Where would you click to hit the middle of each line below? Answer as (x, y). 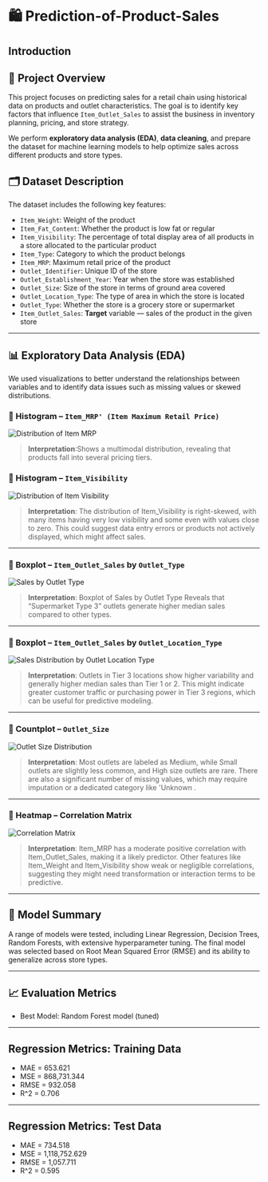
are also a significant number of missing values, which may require (138, 779)
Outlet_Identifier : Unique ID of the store (89, 271)
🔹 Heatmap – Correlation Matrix (70, 816)
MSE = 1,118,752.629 (53, 1154)
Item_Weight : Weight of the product (77, 220)
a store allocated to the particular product (88, 246)
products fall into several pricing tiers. (90, 457)
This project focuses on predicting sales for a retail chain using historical (128, 97)
